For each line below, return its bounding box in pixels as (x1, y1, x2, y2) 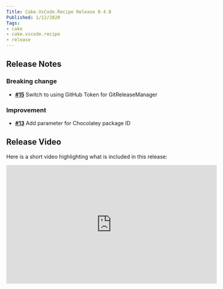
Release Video (6, 137, 61, 148)
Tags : (6, 20, 20, 26)
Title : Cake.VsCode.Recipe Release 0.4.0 (6, 8, 112, 15)
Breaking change (6, 77, 57, 85)
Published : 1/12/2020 (6, 14, 61, 20)
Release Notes (6, 59, 62, 69)
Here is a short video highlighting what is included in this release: (6, 153, 168, 160)
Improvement (6, 106, 46, 114)
